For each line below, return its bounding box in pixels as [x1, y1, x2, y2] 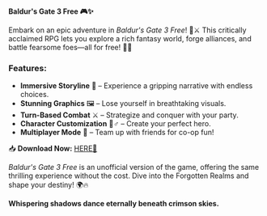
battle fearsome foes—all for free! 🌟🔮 [8, 43, 133, 52]
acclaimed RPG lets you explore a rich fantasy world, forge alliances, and [8, 34, 252, 43]
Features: [8, 62, 47, 74]
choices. [19, 90, 49, 100]
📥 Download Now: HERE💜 [8, 144, 98, 154]
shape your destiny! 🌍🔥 [8, 180, 89, 190]
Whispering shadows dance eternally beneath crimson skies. [8, 199, 220, 209]
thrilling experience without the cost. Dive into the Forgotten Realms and [8, 171, 249, 180]
